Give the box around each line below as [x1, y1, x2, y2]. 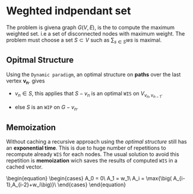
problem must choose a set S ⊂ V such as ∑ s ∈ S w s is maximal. [6, 36, 162, 45]
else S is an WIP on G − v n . [14, 104, 79, 112]
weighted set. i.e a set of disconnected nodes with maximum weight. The [6, 30, 185, 37]
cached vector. [6, 163, 43, 170]
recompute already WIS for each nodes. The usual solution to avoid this [6, 151, 179, 158]
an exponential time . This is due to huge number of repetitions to [6, 144, 166, 152]
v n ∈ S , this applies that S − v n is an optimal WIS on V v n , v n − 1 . [14, 90, 163, 99]
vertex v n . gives [6, 77, 45, 85]
